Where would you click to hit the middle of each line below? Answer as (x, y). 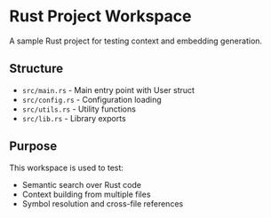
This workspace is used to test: (67, 167)
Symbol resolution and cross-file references (103, 203)
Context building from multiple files (86, 194)
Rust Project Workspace (100, 16)
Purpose (33, 147)
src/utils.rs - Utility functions (79, 109)
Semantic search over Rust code (82, 184)
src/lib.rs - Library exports (74, 118)
